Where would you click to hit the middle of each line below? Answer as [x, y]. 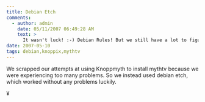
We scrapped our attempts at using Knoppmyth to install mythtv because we [103, 69]
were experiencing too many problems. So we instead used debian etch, [97, 75]
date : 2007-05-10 [28, 46]
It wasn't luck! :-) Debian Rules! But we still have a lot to [105, 40]
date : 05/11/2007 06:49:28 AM [56, 29]
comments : [19, 18]
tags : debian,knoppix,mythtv [43, 52]
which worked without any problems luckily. [62, 81]
